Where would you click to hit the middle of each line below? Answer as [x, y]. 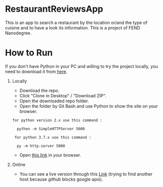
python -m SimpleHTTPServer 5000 [51, 129]
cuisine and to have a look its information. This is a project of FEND [73, 27]
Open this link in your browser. [50, 155]
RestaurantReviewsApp [54, 9]
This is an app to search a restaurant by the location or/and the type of [76, 23]
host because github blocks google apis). [61, 179]
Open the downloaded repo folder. [54, 101]
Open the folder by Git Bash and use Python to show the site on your [89, 106]
